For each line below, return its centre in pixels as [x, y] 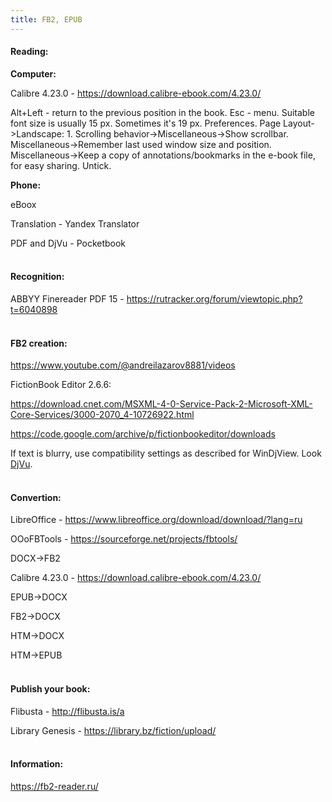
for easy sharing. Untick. [61, 165]
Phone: [26, 185]
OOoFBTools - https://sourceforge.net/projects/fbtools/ [124, 539]
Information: [37, 764]
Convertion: [36, 497]
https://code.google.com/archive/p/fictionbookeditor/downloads [143, 434]
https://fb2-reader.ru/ [54, 786]
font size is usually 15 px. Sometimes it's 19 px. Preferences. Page [146, 123]
